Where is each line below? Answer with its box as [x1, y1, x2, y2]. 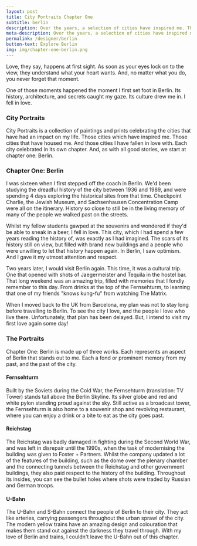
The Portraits [6, 335, 45, 343]
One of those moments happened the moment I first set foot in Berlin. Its [6, 86, 181, 94]
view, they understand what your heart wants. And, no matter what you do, [6, 69, 186, 76]
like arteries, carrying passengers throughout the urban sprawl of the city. [6, 514, 185, 522]
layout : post [6, 8, 38, 15]
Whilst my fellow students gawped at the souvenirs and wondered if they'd [6, 222, 187, 229]
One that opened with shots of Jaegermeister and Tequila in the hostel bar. [6, 271, 187, 279]
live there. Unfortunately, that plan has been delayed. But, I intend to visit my [6, 314, 191, 321]
